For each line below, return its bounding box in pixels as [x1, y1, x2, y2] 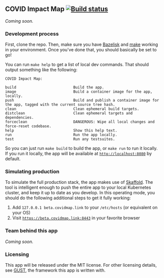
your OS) [12, 210, 31, 216]
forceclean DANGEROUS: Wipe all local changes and [5, 119, 155, 125]
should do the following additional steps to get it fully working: [5, 195, 131, 201]
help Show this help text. [5, 128, 118, 133]
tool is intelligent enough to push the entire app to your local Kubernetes [5, 184, 151, 190]
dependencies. [5, 115, 34, 120]
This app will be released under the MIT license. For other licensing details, [5, 262, 157, 268]
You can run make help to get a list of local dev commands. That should [5, 62, 149, 68]
